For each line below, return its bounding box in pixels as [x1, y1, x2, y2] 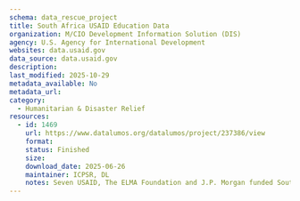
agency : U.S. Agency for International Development [9, 37, 205, 47]
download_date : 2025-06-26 [25, 162, 126, 171]
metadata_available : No [9, 79, 98, 88]
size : [25, 153, 46, 163]
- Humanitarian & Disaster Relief [17, 104, 146, 113]
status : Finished [25, 145, 90, 154]
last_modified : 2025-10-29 [9, 71, 110, 80]
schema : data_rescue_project [9, 12, 118, 22]
